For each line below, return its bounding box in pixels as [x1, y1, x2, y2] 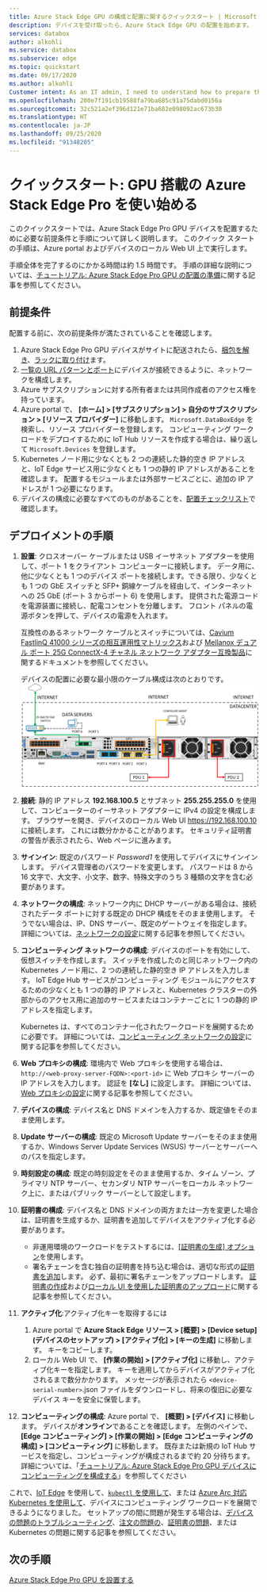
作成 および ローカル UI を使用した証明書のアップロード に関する [53, 1281, 259, 1291]
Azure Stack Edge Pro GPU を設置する [9, 1575, 134, 1585]
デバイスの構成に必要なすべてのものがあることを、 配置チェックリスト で [20, 493, 256, 503]
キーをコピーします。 [48, 1345, 117, 1354]
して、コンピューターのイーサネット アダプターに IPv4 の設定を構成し [20, 805, 249, 815]
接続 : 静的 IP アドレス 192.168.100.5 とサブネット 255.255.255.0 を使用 [20, 796, 257, 805]
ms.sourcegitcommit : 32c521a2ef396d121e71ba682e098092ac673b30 [9, 105, 223, 113]
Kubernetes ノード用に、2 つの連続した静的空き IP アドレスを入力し [20, 965, 244, 975]
